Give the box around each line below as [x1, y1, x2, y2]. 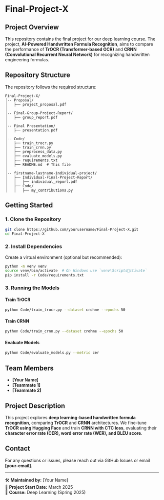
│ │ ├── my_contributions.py [5, 188, 73, 193]
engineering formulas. [5, 57, 50, 62]
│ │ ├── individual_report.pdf [5, 179, 78, 184]
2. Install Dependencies [5, 243, 62, 250]
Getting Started [5, 201, 53, 209]
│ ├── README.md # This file [5, 162, 71, 167]
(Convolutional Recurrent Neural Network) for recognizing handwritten [5, 51, 150, 57]
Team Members [5, 364, 54, 372]
